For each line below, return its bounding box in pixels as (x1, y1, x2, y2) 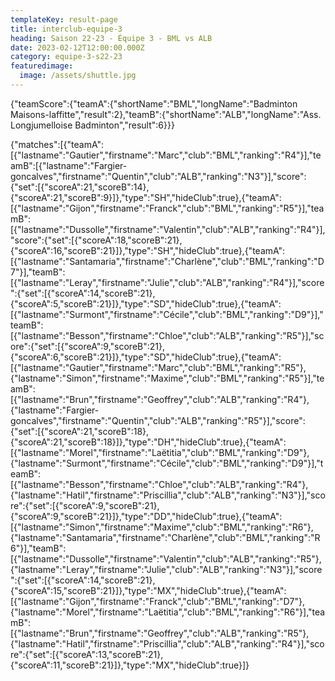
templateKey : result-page (10, 14, 118, 25)
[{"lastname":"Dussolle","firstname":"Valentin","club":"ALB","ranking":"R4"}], (10, 223, 326, 235)
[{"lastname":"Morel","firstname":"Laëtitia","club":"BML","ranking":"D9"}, (10, 446, 310, 458)
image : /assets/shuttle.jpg (19, 71, 137, 81)
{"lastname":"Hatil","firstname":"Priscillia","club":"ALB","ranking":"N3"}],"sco (10, 489, 326, 501)
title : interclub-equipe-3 (10, 24, 123, 34)
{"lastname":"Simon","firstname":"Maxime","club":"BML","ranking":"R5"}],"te (10, 372, 325, 384)
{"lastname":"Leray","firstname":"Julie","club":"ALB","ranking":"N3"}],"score (10, 563, 323, 575)
